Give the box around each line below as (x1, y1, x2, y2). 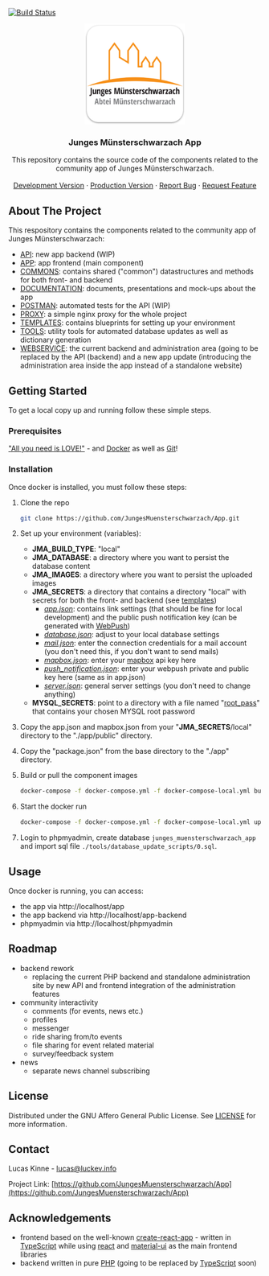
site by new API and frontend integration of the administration (31, 980, 236, 990)
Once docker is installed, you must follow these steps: (8, 482, 187, 492)
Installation (8, 463, 54, 475)
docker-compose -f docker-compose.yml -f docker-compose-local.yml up (19, 818, 262, 826)
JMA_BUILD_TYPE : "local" (31, 544, 120, 554)
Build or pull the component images (19, 771, 138, 780)
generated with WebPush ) (43, 621, 131, 631)
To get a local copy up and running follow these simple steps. (8, 405, 211, 414)
